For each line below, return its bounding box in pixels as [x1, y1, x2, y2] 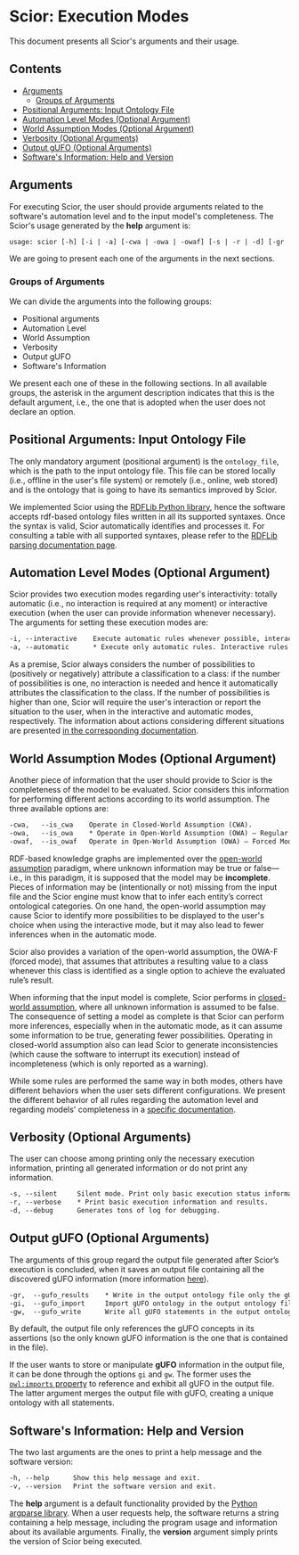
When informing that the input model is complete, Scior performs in [9, 991, 256, 1002]
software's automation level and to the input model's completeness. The [9, 210, 274, 221]
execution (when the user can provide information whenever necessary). [9, 608, 277, 619]
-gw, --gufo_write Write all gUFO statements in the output [9, 1307, 261, 1316]
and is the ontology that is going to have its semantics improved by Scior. [9, 484, 278, 495]
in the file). [9, 1342, 49, 1353]
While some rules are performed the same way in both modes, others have [9, 1075, 283, 1086]
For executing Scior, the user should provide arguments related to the [9, 201, 264, 211]
